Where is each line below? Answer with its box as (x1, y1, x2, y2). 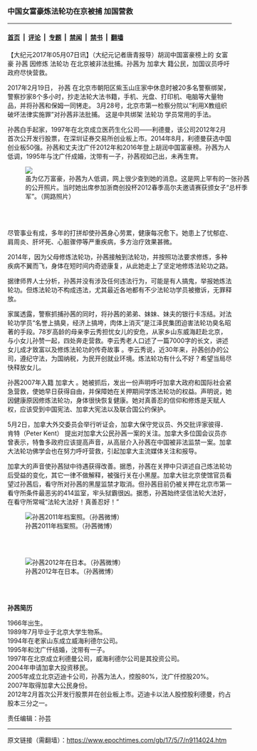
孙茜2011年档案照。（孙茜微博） (25, 522, 116, 530)
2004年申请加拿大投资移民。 (7, 663, 93, 671)
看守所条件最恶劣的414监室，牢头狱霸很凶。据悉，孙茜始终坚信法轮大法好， (7, 488, 230, 497)
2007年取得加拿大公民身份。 (7, 680, 91, 689)
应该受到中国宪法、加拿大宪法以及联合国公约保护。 (19, 405, 169, 413)
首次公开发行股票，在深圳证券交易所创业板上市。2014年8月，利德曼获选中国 (7, 134, 231, 143)
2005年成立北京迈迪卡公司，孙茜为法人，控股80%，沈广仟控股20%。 (7, 672, 213, 680)
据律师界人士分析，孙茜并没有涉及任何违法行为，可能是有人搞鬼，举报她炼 (7, 276, 226, 285)
